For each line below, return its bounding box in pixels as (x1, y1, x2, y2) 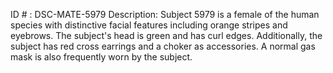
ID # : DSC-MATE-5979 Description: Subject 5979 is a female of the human (10, 9, 320, 20)
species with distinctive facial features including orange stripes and (10, 19, 288, 31)
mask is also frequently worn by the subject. (10, 51, 193, 63)
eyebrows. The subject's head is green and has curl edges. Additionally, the (10, 30, 323, 41)
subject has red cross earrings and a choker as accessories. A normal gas (10, 40, 316, 52)
